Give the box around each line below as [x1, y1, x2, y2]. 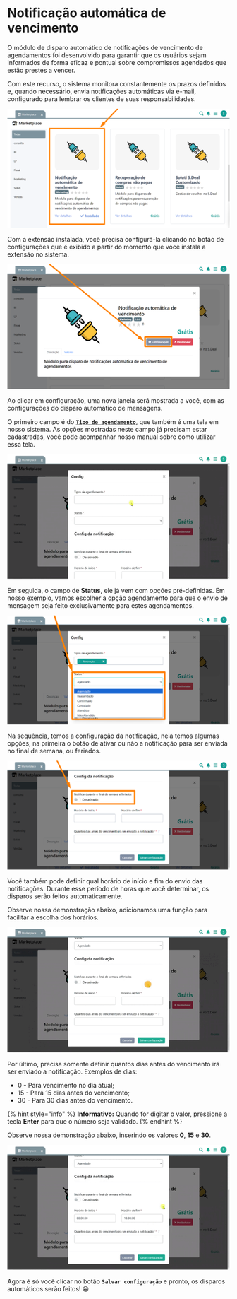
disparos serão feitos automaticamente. [7, 892, 123, 900]
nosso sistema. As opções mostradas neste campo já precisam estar [7, 425, 207, 433]
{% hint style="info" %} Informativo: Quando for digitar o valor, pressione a [7, 1110, 228, 1118]
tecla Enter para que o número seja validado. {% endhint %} [7, 1117, 183, 1125]
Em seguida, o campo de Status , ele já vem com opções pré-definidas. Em [7, 587, 226, 595]
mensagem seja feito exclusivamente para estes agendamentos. [7, 601, 194, 610]
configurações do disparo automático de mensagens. [7, 404, 163, 412]
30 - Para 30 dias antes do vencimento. [17, 1095, 133, 1104]
